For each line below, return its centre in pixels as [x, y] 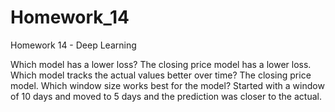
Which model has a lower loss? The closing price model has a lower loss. [161, 64]
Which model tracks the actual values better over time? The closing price [161, 75]
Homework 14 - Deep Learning [73, 45]
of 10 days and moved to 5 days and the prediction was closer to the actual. [166, 96]
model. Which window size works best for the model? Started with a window [167, 85]
